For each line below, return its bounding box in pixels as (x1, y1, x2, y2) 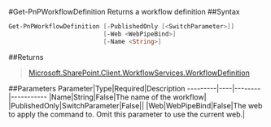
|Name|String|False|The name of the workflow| (48, 92, 207, 102)
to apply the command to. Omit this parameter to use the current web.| (8, 109, 246, 119)
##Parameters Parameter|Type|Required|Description (8, 83, 186, 93)
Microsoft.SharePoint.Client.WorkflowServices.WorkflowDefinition (28, 68, 250, 78)
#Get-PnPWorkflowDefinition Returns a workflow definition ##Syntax (8, 7, 240, 16)
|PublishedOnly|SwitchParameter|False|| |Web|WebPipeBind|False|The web (8, 100, 263, 110)
